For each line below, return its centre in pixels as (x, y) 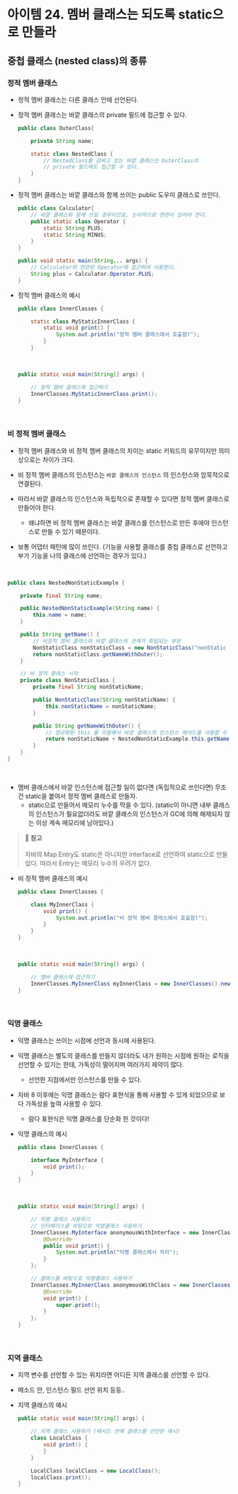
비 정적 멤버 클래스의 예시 (53, 878)
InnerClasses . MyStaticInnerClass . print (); (94, 394)
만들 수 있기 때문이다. (71, 531)
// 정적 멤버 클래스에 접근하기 (69, 387)
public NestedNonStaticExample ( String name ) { (90, 609)
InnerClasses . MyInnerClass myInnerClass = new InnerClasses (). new (131, 983)
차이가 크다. (58, 459)
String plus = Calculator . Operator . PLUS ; (92, 274)
